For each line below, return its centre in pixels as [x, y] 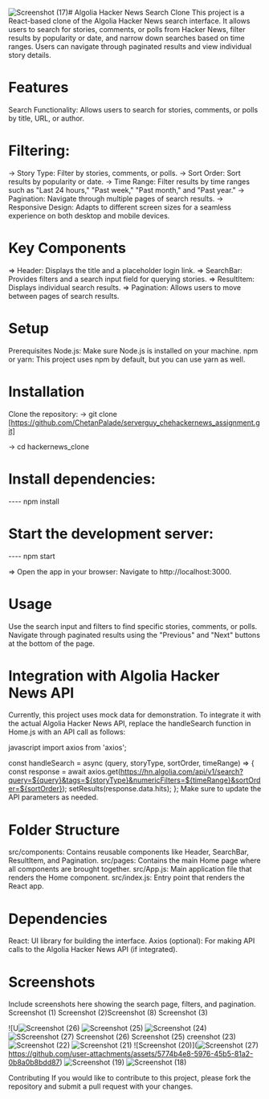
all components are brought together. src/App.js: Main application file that [130, 869]
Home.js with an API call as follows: [67, 732]
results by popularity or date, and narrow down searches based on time [126, 38]
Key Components [67, 248]
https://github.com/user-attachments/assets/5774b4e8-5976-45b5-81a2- [131, 1054]
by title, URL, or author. [46, 118]
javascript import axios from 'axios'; [67, 748]
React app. [26, 886]
